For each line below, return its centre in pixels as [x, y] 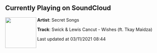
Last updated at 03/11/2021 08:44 [71, 39]
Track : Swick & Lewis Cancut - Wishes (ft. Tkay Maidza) [95, 29]
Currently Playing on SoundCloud [58, 8]
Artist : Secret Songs [58, 20]
